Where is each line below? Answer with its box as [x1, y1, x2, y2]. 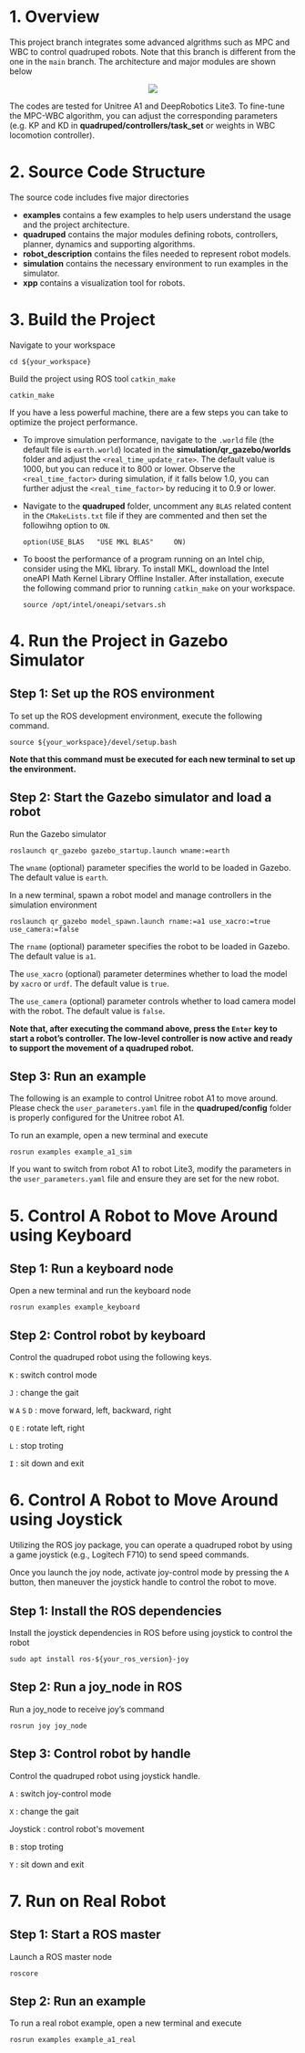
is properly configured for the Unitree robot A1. [9, 1112, 185, 1124]
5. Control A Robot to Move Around [9, 1205, 279, 1226]
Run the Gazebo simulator [9, 828, 107, 839]
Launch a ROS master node [9, 1951, 112, 1962]
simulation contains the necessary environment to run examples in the [22, 257, 289, 268]
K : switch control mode [9, 1369, 97, 1380]
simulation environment [9, 899, 97, 910]
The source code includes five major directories [9, 192, 189, 203]
